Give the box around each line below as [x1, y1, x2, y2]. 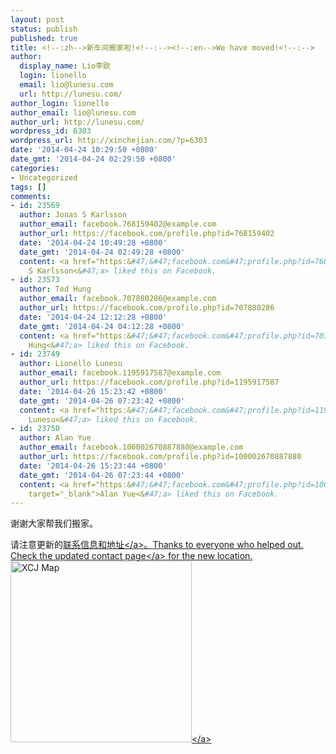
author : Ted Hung [19, 284, 92, 295]
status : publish [10, 24, 78, 34]
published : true [10, 33, 78, 43]
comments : [10, 191, 52, 201]
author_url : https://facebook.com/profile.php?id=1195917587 [19, 377, 280, 387]
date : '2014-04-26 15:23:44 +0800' [19, 461, 168, 471]
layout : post [10, 14, 65, 25]
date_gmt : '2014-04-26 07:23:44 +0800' [19, 470, 186, 480]
